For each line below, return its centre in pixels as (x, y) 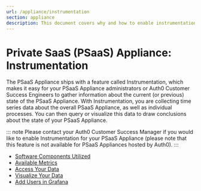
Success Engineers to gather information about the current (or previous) (95, 95)
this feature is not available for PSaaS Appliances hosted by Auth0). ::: (92, 145)
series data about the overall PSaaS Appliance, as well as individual (89, 108)
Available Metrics (36, 163)
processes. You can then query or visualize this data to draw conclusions (96, 114)
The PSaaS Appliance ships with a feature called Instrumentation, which (95, 82)
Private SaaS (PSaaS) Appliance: (89, 53)
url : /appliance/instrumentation (48, 12)
